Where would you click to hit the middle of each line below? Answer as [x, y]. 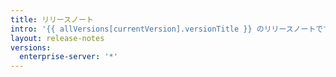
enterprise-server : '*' [68, 57]
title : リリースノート [52, 19]
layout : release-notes [57, 38]
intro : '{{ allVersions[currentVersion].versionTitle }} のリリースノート [163, 29]
